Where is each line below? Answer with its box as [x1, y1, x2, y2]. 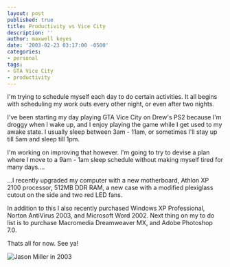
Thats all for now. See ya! [7, 240, 79, 248]
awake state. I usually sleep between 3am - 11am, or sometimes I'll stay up [7, 128, 218, 136]
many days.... [7, 163, 45, 172]
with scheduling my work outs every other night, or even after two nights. [7, 100, 215, 108]
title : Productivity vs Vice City [7, 23, 106, 30]
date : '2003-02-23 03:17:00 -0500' [7, 42, 109, 49]
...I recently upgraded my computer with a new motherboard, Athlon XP [7, 176, 209, 185]
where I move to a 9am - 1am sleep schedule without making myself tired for [7, 156, 224, 164]
